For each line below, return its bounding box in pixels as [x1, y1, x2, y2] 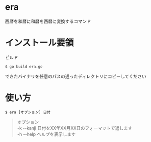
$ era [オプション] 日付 [5, 110, 50, 115]
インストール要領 [5, 37, 74, 48]
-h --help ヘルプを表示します [17, 131, 76, 137]
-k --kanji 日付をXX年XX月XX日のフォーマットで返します [17, 125, 132, 131]
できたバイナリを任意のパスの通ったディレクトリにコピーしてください [5, 73, 146, 79]
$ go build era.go [5, 64, 43, 69]
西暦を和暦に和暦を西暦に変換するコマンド [5, 18, 91, 24]
